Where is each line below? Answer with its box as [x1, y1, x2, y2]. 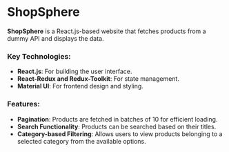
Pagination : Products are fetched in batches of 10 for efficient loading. [17, 115, 218, 123]
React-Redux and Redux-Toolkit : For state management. [17, 75, 179, 83]
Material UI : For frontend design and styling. [17, 82, 143, 91]
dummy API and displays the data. [7, 34, 105, 42]
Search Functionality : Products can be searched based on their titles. [17, 122, 217, 131]
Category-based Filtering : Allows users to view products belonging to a [17, 129, 223, 138]
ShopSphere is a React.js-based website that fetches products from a [7, 27, 206, 35]
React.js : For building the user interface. [17, 67, 132, 76]
